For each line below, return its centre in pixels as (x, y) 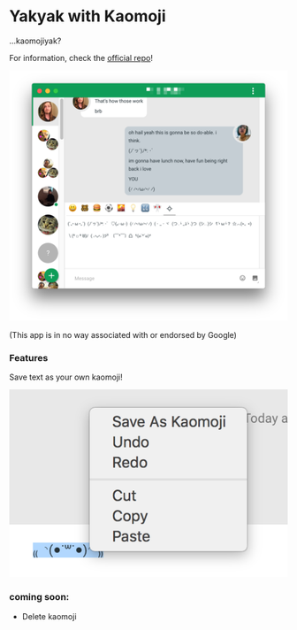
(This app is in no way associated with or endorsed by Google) (123, 334)
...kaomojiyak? (35, 41)
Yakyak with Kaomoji (88, 16)
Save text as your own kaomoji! (66, 377)
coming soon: (39, 597)
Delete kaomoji (49, 616)
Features (29, 357)
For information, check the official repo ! (81, 58)
